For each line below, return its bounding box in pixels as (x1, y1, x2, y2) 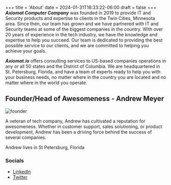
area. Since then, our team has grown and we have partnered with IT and (5, 20, 159, 27)
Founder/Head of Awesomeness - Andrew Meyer (5, 94, 164, 103)
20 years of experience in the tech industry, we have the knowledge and (5, 32, 158, 37)
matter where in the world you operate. (5, 79, 88, 86)
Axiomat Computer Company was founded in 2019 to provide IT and (5, 10, 151, 16)
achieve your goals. (5, 48, 47, 54)
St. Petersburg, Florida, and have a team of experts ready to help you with (5, 69, 161, 75)
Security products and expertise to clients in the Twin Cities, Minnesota (5, 15, 155, 21)
